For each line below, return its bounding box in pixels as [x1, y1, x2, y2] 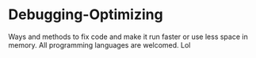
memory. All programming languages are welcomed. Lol [8, 40, 191, 49]
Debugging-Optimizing [8, 6, 164, 24]
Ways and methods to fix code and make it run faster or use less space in [8, 32, 248, 41]
